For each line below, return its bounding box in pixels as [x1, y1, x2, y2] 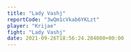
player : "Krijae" [7, 22, 57, 29]
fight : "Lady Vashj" [7, 28, 67, 36]
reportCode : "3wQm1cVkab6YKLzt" [7, 16, 99, 23]
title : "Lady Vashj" [7, 9, 67, 17]
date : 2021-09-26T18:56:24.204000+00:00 [7, 35, 125, 42]
